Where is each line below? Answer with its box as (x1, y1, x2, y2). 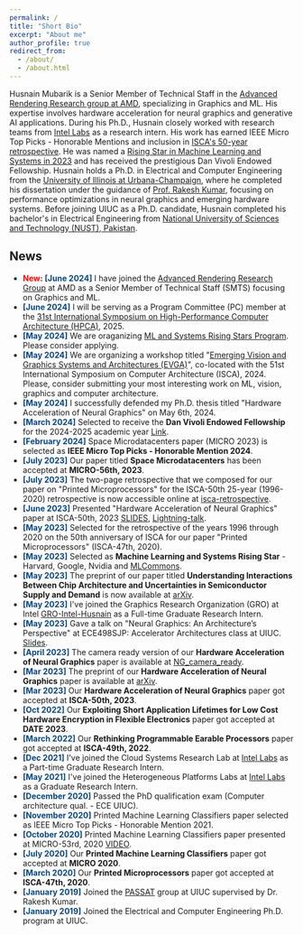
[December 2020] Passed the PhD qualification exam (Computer (22, 791, 265, 801)
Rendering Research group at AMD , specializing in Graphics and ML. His (9, 97, 278, 108)
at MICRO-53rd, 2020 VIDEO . (22, 838, 133, 849)
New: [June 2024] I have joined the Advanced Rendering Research (22, 273, 273, 283)
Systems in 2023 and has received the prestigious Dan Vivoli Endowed (9, 155, 272, 166)
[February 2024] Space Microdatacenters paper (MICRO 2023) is (22, 435, 268, 447)
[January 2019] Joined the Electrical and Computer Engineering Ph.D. (22, 905, 284, 916)
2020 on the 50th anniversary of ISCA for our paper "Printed (22, 532, 248, 542)
